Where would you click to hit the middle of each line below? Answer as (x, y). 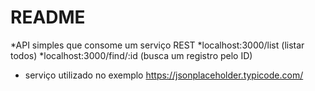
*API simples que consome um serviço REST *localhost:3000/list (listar (157, 45)
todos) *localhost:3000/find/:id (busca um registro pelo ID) (131, 55)
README (48, 17)
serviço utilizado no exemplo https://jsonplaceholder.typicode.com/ (164, 75)
